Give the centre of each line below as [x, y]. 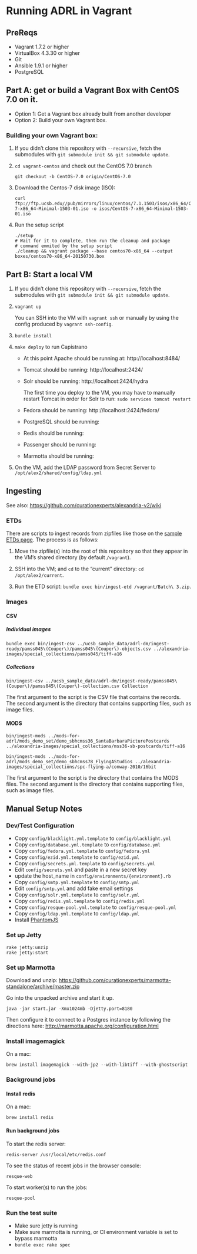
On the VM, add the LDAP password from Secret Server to [85, 467]
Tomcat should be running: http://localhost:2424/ [83, 369]
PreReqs [22, 33]
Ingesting [24, 491]
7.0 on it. [22, 99]
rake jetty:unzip [27, 947]
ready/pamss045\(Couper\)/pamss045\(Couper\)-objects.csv [79, 649]
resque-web [19, 1176]
